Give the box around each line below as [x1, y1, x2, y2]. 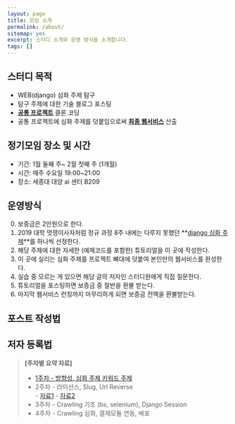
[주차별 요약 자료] [24, 359, 72, 367]
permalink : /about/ [7, 23, 65, 30]
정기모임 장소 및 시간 [7, 140, 91, 152]
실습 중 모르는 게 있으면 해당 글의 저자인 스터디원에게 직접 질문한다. [17, 272, 202, 281]
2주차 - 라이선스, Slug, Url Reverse [34, 383, 134, 391]
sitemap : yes [7, 30, 46, 37]
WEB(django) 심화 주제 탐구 [17, 91, 96, 99]
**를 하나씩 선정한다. [23, 237, 81, 246]
